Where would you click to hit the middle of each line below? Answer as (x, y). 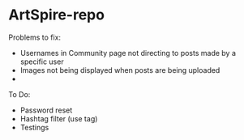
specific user (42, 62)
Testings (34, 127)
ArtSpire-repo (57, 15)
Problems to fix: (35, 37)
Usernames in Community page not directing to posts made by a (128, 53)
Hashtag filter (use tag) (59, 118)
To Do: (19, 94)
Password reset (46, 110)
